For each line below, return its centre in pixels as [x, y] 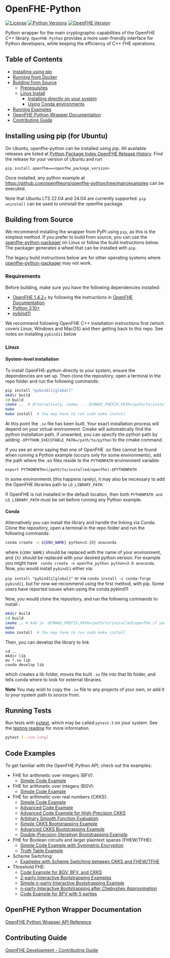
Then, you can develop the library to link [47, 642]
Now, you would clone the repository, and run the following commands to [81, 599]
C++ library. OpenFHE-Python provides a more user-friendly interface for [79, 38]
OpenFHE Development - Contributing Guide [52, 950]
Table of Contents [34, 60]
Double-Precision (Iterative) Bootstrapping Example [74, 835]
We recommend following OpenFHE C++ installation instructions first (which [85, 323]
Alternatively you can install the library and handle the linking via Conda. [80, 523]
